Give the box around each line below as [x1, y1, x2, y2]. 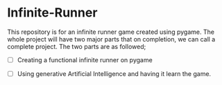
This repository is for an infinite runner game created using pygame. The [7, 28, 215, 36]
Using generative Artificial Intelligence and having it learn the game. [17, 70, 212, 77]
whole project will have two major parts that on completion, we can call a [7, 35, 216, 43]
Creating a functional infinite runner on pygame [17, 55, 153, 64]
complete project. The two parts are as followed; [7, 42, 146, 50]
